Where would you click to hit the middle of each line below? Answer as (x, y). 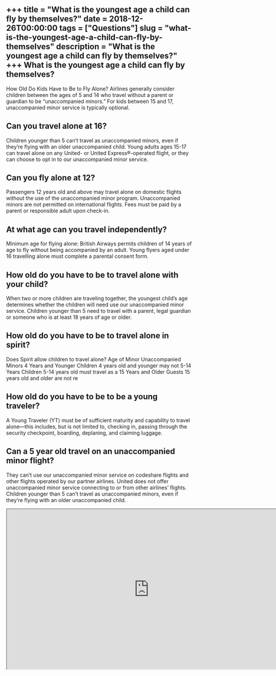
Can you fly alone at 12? (51, 178)
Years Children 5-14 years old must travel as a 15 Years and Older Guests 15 (98, 371)
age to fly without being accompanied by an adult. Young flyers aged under (98, 250)
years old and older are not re (42, 378)
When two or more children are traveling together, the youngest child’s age (97, 299)
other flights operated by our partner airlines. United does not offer (88, 481)
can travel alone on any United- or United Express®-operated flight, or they (97, 153)
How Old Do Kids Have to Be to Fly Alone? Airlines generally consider (91, 89)
